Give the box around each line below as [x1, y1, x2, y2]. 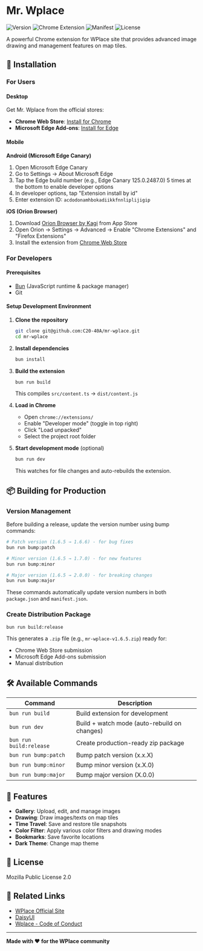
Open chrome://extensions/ [24, 413, 94, 421]
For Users [6, 78, 36, 86]
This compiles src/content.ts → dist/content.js [14, 390, 138, 398]
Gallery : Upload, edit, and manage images [14, 808, 121, 815]
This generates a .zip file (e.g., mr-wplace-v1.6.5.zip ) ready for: [6, 635, 167, 642]
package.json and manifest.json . [6, 595, 88, 603]
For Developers [6, 254, 53, 262]
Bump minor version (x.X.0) [76, 761, 155, 770]
